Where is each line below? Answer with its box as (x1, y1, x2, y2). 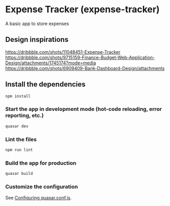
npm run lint (5, 147, 33, 152)
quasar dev (5, 124, 29, 129)
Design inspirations (5, 35, 69, 44)
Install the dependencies (5, 80, 86, 89)
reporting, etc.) (5, 112, 44, 119)
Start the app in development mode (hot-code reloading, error (5, 106, 162, 113)
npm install (5, 94, 31, 99)
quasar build (5, 171, 33, 176)
